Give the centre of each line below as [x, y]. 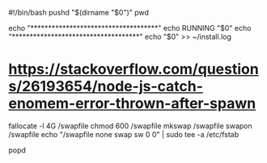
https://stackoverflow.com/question [133, 69]
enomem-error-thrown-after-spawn [132, 104]
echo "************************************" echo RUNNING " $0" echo [130, 28]
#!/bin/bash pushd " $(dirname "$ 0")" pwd [79, 13]
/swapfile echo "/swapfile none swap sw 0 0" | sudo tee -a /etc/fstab [124, 134]
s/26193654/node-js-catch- [106, 87]
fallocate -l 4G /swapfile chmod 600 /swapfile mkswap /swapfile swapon [130, 126]
